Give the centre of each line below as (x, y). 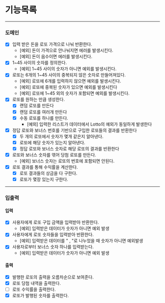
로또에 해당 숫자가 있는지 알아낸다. (52, 142)
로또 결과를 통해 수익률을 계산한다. (45, 167)
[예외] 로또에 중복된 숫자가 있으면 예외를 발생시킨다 (68, 87)
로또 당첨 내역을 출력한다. (37, 283)
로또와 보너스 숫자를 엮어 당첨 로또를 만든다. (54, 154)
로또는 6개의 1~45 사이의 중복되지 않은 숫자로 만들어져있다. (69, 75)
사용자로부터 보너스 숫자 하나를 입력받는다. (53, 247)
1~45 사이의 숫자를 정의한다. (40, 63)
